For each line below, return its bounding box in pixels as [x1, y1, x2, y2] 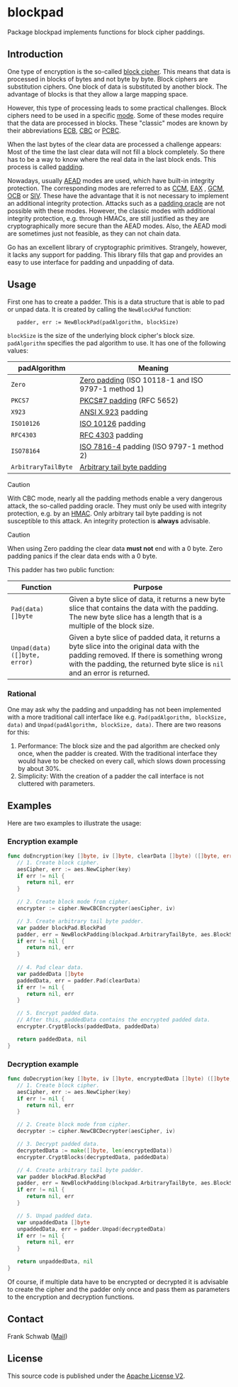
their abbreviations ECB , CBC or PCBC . [7, 126, 122, 135]
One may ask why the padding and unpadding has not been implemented [7, 705, 222, 713]
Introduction [7, 48, 64, 60]
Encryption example [7, 836, 79, 846]
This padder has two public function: [7, 565, 115, 574]
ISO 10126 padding [79, 418, 147, 428]
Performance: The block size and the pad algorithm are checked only [17, 741, 220, 750]
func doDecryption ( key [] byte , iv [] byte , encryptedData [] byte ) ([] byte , [7, 1075, 233, 1082]
